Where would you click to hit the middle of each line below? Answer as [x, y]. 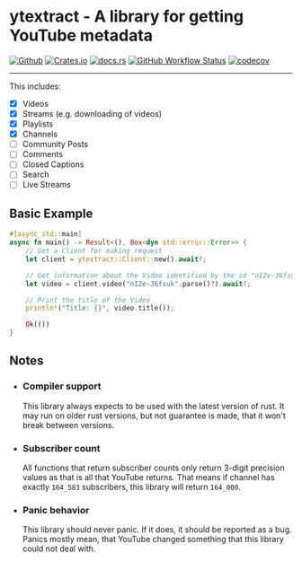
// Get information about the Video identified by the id [136, 276]
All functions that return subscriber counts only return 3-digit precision [153, 468]
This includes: [35, 86]
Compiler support [62, 386]
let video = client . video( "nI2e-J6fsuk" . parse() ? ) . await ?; [138, 284]
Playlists [38, 124]
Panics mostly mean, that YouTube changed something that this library [153, 539]
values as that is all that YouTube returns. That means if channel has [149, 478]
